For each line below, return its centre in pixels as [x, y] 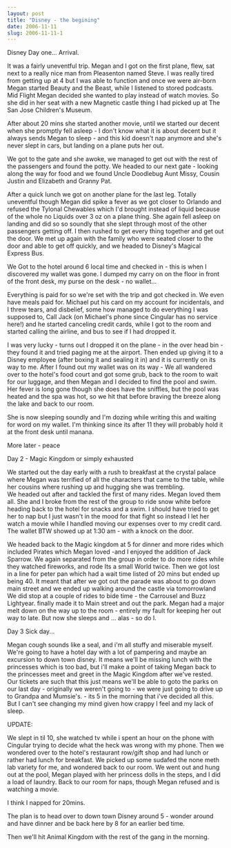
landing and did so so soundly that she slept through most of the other [107, 224]
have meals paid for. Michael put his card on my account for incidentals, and [115, 303]
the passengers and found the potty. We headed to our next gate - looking [113, 166]
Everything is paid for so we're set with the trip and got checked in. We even [115, 295]
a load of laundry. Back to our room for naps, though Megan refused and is [113, 782]
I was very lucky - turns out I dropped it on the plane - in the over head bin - [115, 345]
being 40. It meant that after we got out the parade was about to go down [111, 581]
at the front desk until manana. [51, 432]
